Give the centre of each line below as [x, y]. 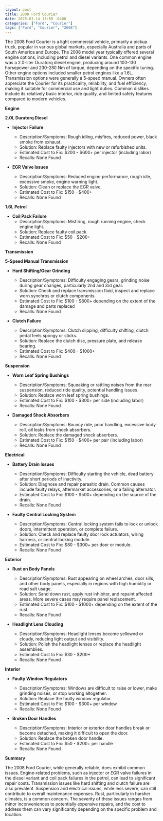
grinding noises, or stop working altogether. [63, 693]
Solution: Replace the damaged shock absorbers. [69, 435]
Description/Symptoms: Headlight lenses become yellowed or [81, 634]
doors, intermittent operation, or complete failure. [69, 529]
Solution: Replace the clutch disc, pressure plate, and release [81, 341]
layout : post [18, 10]
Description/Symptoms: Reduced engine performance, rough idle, [85, 177]
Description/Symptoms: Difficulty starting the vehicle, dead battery [87, 474]
